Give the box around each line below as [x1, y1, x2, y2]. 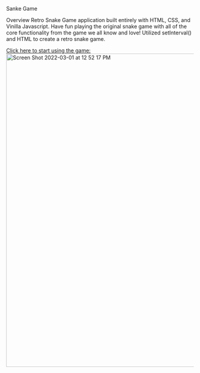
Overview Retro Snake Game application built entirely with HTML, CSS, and [6, 17, 190, 23]
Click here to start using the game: [6, 47, 91, 54]
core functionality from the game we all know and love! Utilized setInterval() [6, 29, 192, 36]
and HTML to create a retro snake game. [6, 36, 105, 42]
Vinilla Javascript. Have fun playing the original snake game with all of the [6, 23, 187, 30]
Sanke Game [6, 5, 37, 12]
